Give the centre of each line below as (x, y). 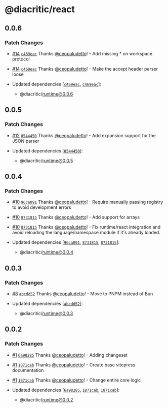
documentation (28, 370)
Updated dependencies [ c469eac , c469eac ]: (57, 84)
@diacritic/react (40, 9)
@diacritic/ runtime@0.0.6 (46, 94)
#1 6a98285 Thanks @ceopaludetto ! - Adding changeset (70, 355)
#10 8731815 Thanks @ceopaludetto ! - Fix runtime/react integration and (86, 227)
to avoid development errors (41, 207)
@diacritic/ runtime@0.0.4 (47, 252)
